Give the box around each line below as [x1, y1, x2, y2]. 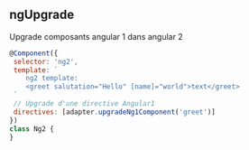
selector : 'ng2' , [13, 57, 78, 66]
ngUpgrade [9, 7, 75, 23]
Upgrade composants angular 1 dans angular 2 [9, 31, 183, 42]
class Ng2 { [9, 124, 54, 134]
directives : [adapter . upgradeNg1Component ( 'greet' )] [13, 108, 217, 117]
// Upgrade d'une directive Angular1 [13, 99, 155, 108]
